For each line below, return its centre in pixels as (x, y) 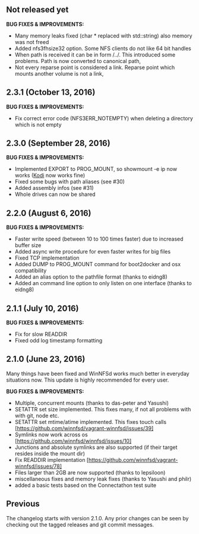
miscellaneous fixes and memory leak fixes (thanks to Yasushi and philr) (103, 479)
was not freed (32, 42)
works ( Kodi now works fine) (50, 176)
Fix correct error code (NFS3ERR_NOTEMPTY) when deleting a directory (104, 118)
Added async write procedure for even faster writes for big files (93, 252)
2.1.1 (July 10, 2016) (42, 308)
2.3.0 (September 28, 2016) (59, 143)
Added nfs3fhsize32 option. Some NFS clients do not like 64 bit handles (103, 48)
